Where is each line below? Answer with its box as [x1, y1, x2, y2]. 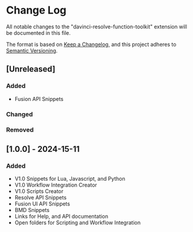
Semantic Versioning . [6, 47, 58, 54]
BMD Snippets [14, 207, 50, 214]
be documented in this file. [6, 29, 71, 36]
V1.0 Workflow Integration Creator [14, 181, 97, 189]
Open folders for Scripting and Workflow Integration [14, 219, 141, 226]
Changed [6, 110, 34, 118]
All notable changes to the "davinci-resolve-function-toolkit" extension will [6, 23, 187, 30]
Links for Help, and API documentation [14, 213, 109, 220]
